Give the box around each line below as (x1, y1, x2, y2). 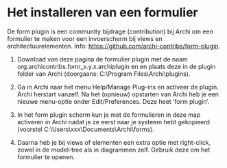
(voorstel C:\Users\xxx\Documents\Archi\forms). (16, 125, 154, 133)
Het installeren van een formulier (7, 5, 198, 20)
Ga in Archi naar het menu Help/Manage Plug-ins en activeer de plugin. (16, 83, 219, 91)
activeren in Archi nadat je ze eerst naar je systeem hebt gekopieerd (16, 117, 211, 126)
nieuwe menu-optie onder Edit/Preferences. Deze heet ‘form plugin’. (16, 97, 210, 105)
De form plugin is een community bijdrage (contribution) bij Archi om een (7, 27, 214, 36)
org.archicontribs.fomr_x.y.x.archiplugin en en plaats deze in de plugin (16, 62, 216, 70)
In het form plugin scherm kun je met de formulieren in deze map (16, 111, 201, 119)
